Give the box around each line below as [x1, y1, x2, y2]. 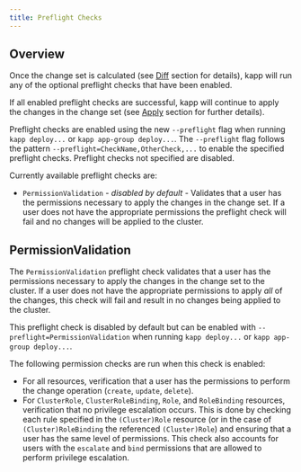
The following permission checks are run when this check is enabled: [9, 359, 266, 370]
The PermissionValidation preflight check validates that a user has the [9, 266, 271, 277]
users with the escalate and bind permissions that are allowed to [22, 442, 262, 454]
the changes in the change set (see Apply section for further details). [9, 107, 265, 118]
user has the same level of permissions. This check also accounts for [22, 433, 279, 444]
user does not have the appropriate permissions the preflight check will [22, 207, 288, 218]
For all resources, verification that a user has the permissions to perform [22, 376, 290, 387]
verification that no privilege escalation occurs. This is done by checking [22, 405, 292, 415]
